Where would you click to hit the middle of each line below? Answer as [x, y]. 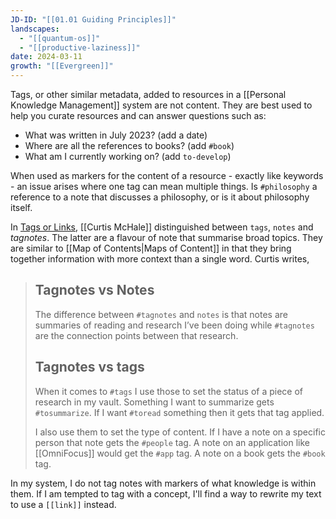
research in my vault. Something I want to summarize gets [154, 402]
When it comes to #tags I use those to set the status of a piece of [169, 391]
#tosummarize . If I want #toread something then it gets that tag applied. [179, 412]
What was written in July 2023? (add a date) [116, 135]
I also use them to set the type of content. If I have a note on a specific [180, 432]
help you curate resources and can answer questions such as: [138, 115]
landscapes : [35, 29]
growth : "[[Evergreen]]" [62, 66]
